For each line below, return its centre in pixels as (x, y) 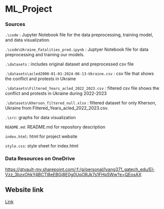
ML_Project (29, 9)
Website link (24, 190)
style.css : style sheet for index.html (42, 146)
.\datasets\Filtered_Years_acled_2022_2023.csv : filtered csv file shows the (82, 88)
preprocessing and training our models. (45, 55)
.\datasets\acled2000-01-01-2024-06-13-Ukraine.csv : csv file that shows (80, 74)
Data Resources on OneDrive (40, 159)
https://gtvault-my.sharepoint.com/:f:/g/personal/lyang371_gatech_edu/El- (80, 169)
